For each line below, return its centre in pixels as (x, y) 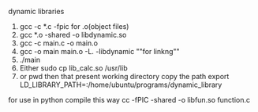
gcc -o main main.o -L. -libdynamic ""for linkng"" (99, 51)
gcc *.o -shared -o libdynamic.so (73, 35)
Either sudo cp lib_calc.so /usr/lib (73, 68)
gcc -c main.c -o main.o (59, 43)
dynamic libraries (36, 11)
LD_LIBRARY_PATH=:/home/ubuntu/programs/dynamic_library (121, 85)
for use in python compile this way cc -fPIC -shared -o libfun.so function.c (129, 100)
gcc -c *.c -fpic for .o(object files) (74, 26)
